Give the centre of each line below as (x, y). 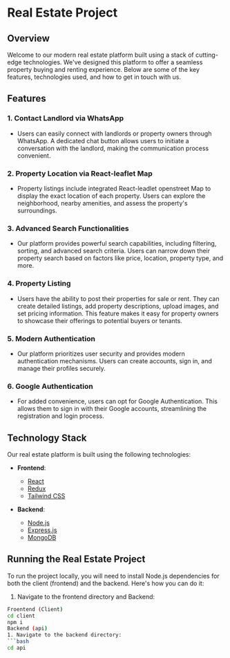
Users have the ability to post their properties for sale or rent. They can (118, 298)
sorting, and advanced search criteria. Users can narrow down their (114, 251)
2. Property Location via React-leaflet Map (80, 173)
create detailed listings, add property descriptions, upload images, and (118, 306)
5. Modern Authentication (51, 338)
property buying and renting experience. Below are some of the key (104, 70)
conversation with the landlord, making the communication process (113, 148)
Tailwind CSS (46, 495)
